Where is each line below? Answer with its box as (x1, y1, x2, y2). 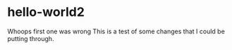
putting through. (7, 34, 54, 42)
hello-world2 (7, 4, 85, 20)
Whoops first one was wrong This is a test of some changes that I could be (7, 27, 226, 35)
